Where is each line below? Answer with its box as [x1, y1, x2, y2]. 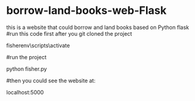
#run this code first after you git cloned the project [6, 30, 132, 37]
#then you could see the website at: [6, 77, 96, 84]
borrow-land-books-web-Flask [6, 4, 167, 18]
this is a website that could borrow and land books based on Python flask [6, 24, 190, 31]
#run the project [6, 53, 47, 60]
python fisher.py [6, 65, 47, 73]
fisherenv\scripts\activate [6, 42, 70, 49]
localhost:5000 [6, 88, 44, 96]
